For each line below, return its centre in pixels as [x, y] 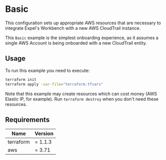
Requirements [27, 120]
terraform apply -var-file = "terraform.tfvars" [54, 84]
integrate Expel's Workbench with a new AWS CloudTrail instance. [73, 28]
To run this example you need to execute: [47, 70]
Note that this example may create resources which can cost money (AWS [81, 94]
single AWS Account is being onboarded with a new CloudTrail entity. [76, 43]
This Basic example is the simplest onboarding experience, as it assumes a [82, 38]
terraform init [21, 80]
